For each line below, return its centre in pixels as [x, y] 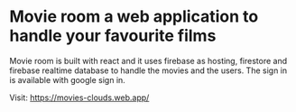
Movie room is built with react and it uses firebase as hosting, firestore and [148, 61]
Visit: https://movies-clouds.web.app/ [79, 98]
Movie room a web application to [134, 17]
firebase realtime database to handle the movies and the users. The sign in [148, 70]
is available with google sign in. [68, 79]
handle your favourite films [113, 36]
